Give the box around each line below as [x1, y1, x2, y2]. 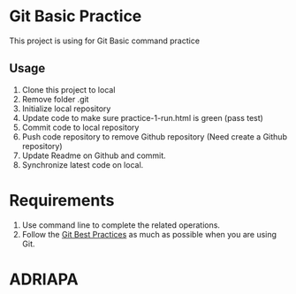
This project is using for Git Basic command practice [9, 35, 201, 46]
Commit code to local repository [21, 122, 140, 132]
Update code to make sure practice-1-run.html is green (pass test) [21, 112, 263, 123]
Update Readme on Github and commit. [21, 150, 166, 161]
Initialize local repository [21, 103, 111, 114]
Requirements [9, 190, 115, 210]
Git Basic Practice [9, 6, 142, 26]
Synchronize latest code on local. [21, 159, 144, 170]
